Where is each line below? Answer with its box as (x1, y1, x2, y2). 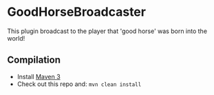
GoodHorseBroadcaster (7, 4, 147, 20)
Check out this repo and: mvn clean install (17, 80, 142, 88)
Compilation (7, 54, 61, 66)
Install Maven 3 (17, 72, 61, 81)
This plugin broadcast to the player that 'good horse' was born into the (7, 27, 208, 35)
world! (7, 34, 25, 42)
